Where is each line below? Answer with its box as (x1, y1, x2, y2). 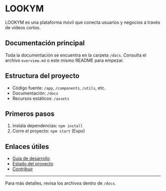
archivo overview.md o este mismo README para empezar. (5, 57, 124, 63)
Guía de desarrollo (12, 155, 50, 161)
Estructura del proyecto (5, 72, 80, 80)
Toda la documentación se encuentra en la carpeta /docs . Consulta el (5, 52, 147, 58)
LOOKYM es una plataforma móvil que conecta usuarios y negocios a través (5, 19, 161, 25)
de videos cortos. (5, 24, 41, 30)
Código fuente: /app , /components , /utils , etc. (12, 85, 106, 91)
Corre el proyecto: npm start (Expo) (12, 128, 85, 134)
